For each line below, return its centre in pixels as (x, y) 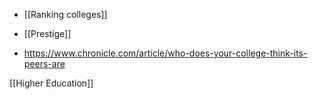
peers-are (44, 63)
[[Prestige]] (47, 33)
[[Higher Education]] (51, 83)
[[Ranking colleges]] (65, 14)
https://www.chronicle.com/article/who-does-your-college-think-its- (165, 53)
